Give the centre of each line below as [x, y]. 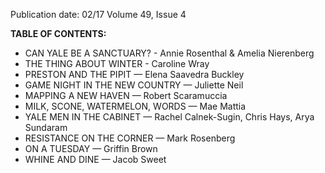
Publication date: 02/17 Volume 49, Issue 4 [98, 14]
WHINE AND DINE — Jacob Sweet [95, 159]
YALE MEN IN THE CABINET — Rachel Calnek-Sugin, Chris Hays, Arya [169, 117]
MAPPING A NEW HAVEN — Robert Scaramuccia [126, 95]
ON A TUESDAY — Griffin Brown [91, 148]
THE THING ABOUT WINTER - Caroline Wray [117, 63]
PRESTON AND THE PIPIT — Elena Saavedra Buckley [134, 74]
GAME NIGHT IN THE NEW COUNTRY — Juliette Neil [134, 85]
